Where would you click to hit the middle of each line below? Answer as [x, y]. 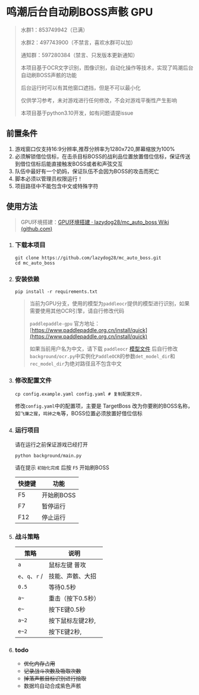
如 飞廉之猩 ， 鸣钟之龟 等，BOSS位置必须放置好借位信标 [78, 413]
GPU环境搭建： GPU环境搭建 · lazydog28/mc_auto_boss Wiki [95, 222]
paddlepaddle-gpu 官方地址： [65, 324]
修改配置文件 [33, 381]
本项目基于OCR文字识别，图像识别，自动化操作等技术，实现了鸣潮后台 [107, 67]
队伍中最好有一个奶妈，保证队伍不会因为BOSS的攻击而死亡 [87, 171]
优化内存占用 [39, 664]
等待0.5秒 [62, 587]
